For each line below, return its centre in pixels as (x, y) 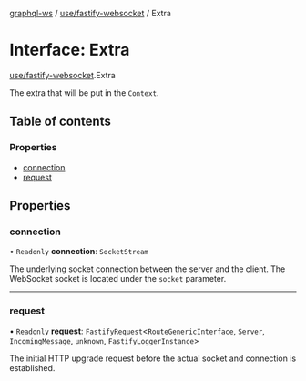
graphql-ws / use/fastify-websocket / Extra (90, 13)
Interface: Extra (70, 50)
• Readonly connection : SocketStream (79, 252)
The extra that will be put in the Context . (84, 93)
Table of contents (60, 122)
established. (32, 367)
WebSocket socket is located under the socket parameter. (118, 279)
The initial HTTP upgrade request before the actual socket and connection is (153, 358)
